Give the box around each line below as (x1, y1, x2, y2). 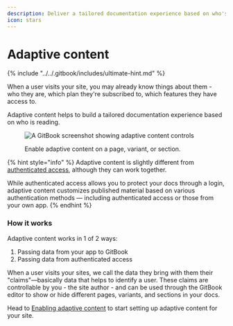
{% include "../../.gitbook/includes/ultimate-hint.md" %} (7, 69, 165, 78)
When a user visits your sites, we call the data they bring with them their (7, 268, 214, 277)
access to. (7, 98, 37, 106)
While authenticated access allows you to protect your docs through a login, (7, 179, 225, 188)
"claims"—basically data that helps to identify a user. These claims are (7, 275, 209, 284)
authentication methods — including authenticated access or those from (7, 194, 214, 202)
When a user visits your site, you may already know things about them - (7, 82, 212, 91)
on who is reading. (7, 118, 60, 127)
